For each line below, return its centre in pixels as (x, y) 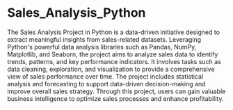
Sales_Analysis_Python (77, 13)
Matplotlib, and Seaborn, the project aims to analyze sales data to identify (113, 54)
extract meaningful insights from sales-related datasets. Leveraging (104, 39)
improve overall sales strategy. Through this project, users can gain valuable (116, 91)
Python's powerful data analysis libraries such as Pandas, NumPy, (102, 47)
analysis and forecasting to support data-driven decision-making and (107, 84)
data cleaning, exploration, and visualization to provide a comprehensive (111, 69)
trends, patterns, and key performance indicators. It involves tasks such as (114, 61)
